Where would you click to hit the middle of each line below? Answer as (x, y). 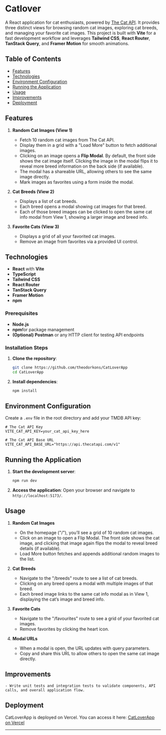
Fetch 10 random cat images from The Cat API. (67, 140)
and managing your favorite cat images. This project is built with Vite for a (81, 33)
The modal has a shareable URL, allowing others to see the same (86, 171)
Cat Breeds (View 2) (33, 191)
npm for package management (43, 329)
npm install (24, 391)
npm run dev (24, 481)
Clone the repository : (35, 358)
